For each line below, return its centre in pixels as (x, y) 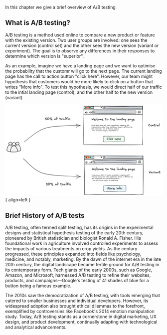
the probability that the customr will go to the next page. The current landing (83, 71)
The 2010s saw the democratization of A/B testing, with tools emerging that (83, 295)
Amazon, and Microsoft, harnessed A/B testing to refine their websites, (78, 275)
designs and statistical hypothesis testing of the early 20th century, (74, 233)
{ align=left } (18, 200)
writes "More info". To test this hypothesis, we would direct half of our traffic (84, 87)
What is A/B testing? (38, 23)
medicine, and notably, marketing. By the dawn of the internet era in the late (83, 259)
